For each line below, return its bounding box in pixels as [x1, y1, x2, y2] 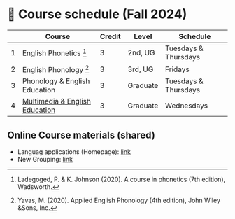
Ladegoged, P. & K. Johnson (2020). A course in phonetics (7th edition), [17, 175, 226, 184]
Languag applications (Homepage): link [17, 148, 131, 156]
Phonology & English [22, 76, 90, 86]
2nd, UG [127, 48, 155, 57]
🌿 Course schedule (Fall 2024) [7, 6, 187, 22]
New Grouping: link [17, 155, 73, 164]
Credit [99, 31, 121, 41]
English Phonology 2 [22, 63, 90, 75]
